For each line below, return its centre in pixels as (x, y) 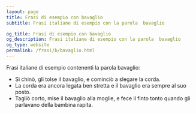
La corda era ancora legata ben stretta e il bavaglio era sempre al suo (101, 85)
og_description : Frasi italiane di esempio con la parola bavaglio (94, 40)
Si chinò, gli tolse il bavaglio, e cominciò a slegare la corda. (88, 79)
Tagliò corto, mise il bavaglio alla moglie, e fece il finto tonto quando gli (102, 98)
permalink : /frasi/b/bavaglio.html (51, 51)
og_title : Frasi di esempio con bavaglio (59, 34)
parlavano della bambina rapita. (54, 104)
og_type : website (28, 45)
